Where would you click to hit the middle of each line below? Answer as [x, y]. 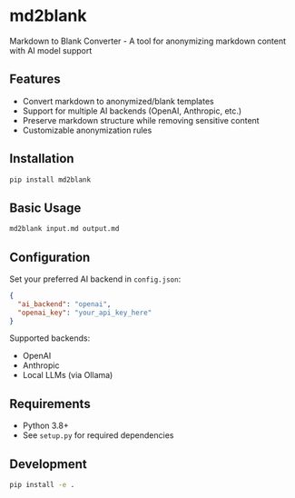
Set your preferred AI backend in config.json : [95, 279]
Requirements [50, 404]
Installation [42, 159]
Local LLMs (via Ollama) [68, 375]
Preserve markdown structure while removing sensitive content [141, 120]
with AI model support [51, 50]
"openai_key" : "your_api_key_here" [85, 313]
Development [49, 464]
